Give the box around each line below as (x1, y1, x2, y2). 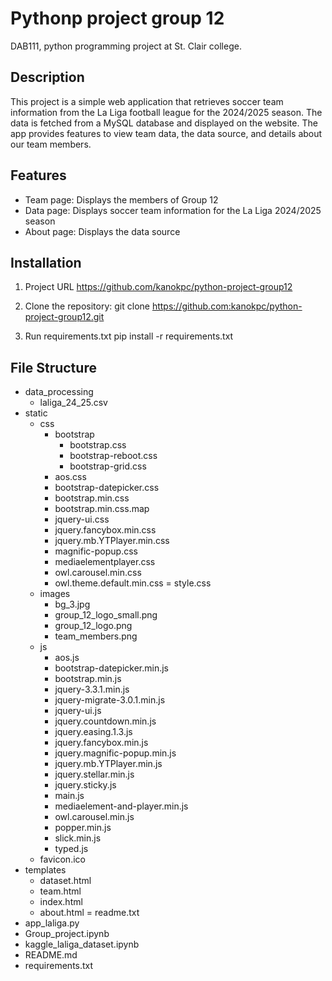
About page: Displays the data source (24, 225, 181, 237)
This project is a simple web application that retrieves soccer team (10, 95, 284, 107)
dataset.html (39, 875, 92, 887)
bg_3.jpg (54, 598, 91, 611)
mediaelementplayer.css (54, 556, 156, 568)
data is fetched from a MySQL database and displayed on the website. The (10, 117, 318, 129)
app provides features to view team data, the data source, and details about (10, 127, 323, 139)
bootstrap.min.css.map (54, 503, 150, 515)
